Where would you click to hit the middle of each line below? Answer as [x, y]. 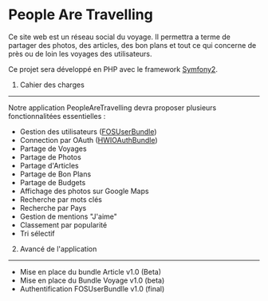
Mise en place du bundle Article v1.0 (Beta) [91, 271]
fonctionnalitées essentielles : [57, 116]
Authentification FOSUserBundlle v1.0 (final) [92, 288]
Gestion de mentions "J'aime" [69, 216]
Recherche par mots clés [61, 199]
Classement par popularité [63, 224]
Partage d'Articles [49, 165]
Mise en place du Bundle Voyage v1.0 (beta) [92, 280]
